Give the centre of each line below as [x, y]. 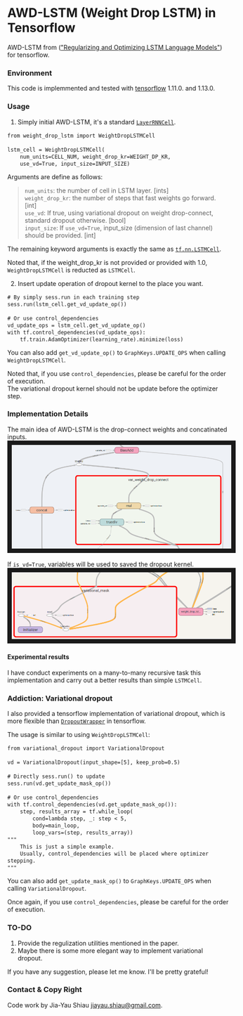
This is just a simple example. [67, 847]
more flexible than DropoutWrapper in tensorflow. [77, 721]
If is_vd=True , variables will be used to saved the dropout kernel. [101, 564]
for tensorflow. [28, 55]
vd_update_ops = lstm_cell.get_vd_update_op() [77, 325]
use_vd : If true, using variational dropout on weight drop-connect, [119, 213]
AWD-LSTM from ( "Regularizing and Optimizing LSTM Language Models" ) [115, 47]
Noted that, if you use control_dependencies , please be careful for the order [117, 373]
